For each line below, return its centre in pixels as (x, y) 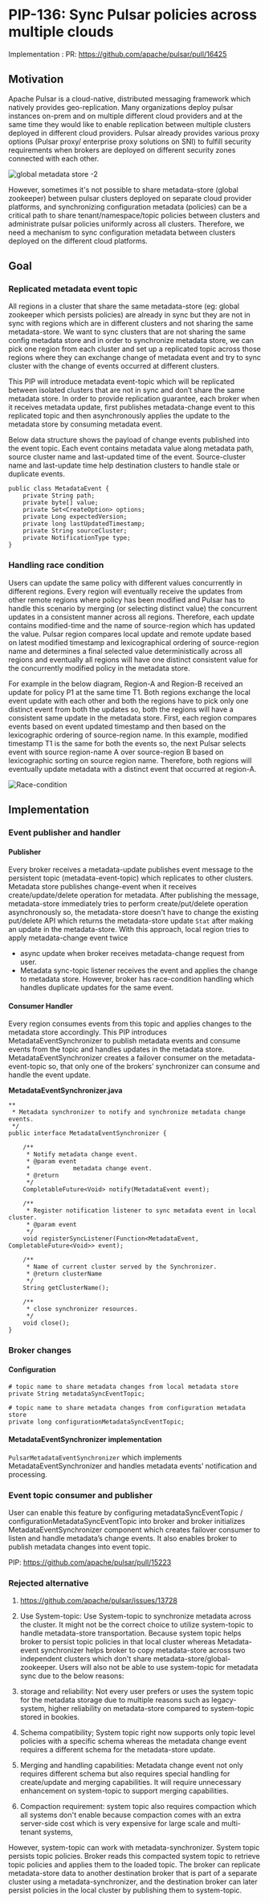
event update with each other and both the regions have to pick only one (128, 700)
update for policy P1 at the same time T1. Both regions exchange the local (129, 692)
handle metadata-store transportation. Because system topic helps (130, 1633)
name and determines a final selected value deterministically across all (125, 651)
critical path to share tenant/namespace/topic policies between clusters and (134, 215)
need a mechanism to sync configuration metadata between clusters (122, 232)
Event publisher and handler (65, 833)
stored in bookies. (50, 1717)
